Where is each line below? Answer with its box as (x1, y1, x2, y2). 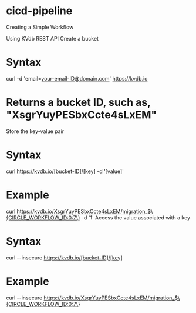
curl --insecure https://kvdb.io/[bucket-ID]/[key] (6, 254, 123, 261)
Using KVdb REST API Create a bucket (6, 35, 99, 42)
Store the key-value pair (6, 128, 65, 135)
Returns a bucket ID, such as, (6, 96, 151, 109)
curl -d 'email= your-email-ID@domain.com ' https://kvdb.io (6, 75, 148, 82)
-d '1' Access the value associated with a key (81, 214, 191, 221)
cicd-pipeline (6, 4, 73, 18)
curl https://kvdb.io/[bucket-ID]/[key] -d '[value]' (6, 168, 124, 175)
